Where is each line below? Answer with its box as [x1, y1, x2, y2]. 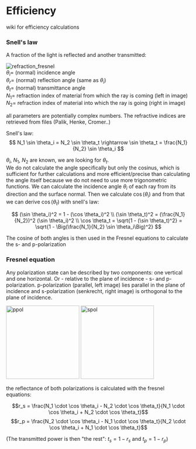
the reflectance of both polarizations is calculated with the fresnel [6, 385, 165, 392]
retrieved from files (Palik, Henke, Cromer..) [6, 118, 111, 125]
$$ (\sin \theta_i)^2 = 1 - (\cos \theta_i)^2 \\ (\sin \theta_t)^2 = [11, 211, 159, 218]
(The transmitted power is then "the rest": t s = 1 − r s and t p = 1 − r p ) [6, 435, 169, 444]
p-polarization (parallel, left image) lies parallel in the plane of [37, 281, 185, 288]
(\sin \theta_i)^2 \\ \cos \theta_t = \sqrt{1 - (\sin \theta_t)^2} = [37, 217, 183, 224]
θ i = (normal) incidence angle [6, 69, 75, 77]
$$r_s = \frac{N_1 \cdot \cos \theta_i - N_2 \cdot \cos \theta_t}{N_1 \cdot [11, 402, 185, 409]
